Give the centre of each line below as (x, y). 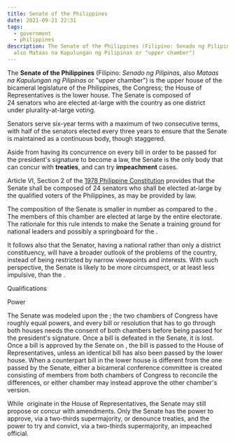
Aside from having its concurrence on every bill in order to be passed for (112, 152)
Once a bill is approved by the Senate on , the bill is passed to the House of (115, 345)
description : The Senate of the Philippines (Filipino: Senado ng (106, 46)
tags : (15, 27)
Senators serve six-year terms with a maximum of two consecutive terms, (114, 123)
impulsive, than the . (36, 275)
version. (19, 390)
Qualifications (27, 288)
